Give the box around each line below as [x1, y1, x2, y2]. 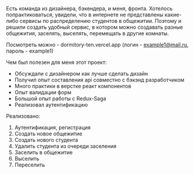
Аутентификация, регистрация [14, 124, 91, 131]
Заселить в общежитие [14, 149, 73, 156]
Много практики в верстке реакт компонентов [14, 83, 131, 90]
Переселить [14, 161, 46, 168]
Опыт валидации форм [14, 89, 72, 95]
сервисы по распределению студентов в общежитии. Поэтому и [19, 18, 182, 24]
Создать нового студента [14, 137, 78, 143]
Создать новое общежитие [14, 130, 83, 137]
